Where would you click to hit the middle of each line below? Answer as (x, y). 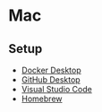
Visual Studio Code (57, 89)
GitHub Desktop (51, 80)
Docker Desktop (51, 70)
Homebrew (42, 99)
